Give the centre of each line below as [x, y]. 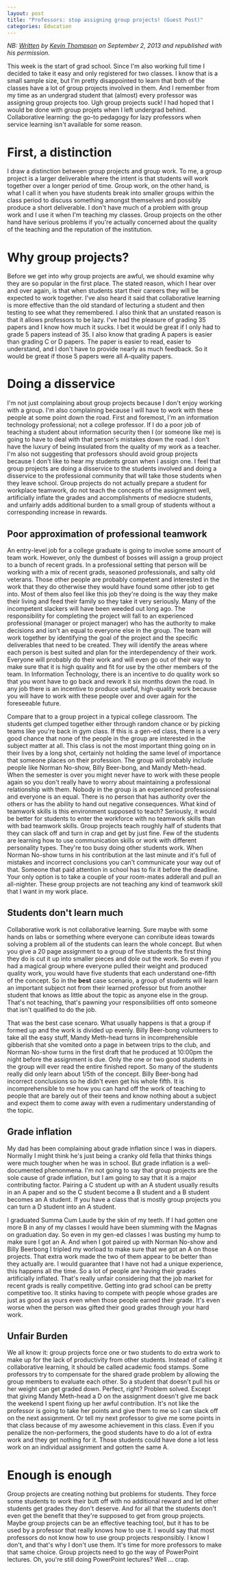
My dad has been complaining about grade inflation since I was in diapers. [112, 1148]
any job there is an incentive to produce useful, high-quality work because [112, 689]
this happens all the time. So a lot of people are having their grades [102, 1271]
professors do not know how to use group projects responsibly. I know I [108, 1538]
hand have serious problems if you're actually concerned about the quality [112, 222]
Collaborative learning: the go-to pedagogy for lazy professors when [104, 117]
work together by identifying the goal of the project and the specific [103, 638]
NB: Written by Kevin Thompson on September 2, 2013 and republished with [115, 46]
